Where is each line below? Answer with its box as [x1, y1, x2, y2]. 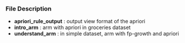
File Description [5, 5, 52, 13]
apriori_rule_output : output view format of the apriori [14, 18, 146, 25]
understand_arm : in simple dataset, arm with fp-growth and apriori [14, 30, 179, 37]
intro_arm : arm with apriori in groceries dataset [14, 24, 131, 31]
